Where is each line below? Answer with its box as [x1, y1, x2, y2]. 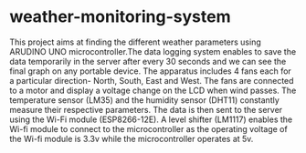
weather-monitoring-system [9, 6, 231, 27]
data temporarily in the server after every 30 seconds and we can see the [9, 56, 287, 66]
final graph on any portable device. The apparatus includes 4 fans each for [9, 66, 292, 76]
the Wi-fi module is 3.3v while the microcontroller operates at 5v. [9, 133, 254, 144]
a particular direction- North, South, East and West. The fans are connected [9, 75, 294, 86]
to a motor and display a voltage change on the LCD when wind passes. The [9, 85, 297, 96]
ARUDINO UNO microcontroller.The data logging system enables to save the [9, 46, 297, 56]
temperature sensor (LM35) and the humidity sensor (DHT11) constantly [9, 94, 280, 106]
